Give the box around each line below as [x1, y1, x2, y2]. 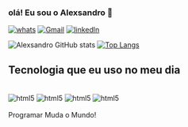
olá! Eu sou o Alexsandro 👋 [8, 7, 113, 18]
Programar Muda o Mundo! [8, 110, 97, 119]
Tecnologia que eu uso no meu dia [8, 63, 181, 77]
